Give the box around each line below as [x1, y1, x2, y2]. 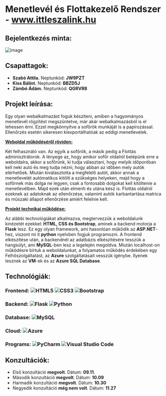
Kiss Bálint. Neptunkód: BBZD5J [12, 80, 80, 86]
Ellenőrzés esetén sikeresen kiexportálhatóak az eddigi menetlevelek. [5, 129, 148, 135]
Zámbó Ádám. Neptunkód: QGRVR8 [12, 85, 87, 91]
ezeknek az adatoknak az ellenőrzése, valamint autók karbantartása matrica [5, 191, 162, 197]
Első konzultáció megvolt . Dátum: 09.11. [12, 369, 96, 375]
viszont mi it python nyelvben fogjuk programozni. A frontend [14, 231, 142, 237]
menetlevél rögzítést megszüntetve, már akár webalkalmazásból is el [5, 118, 147, 124]
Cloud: [5, 327, 22, 334]
